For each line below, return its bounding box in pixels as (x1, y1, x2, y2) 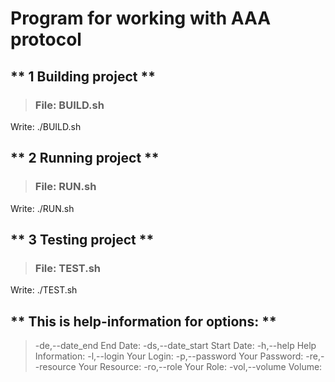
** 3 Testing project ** (10, 231, 155, 248)
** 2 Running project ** (10, 150, 160, 167)
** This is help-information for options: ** (10, 313, 277, 330)
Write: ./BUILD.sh (10, 120, 82, 132)
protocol (10, 28, 82, 51)
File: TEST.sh (34, 261, 101, 275)
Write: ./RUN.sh (10, 202, 75, 214)
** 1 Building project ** (10, 68, 156, 85)
